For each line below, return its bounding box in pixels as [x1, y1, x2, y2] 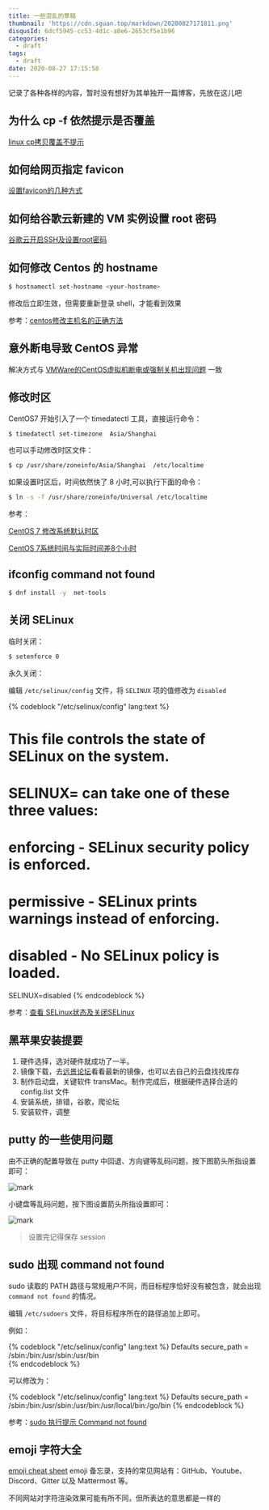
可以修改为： [8, 1376, 51, 1385]
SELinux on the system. [8, 746, 170, 765]
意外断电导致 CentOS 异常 [8, 342, 139, 355]
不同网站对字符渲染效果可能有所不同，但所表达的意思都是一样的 [8, 1493, 221, 1503]
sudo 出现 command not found [8, 1258, 165, 1272]
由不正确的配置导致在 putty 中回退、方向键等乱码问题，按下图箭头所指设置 [8, 1155, 257, 1166]
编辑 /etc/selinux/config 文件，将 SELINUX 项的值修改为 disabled [8, 685, 227, 695]
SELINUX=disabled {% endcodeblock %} [8, 991, 145, 1001]
